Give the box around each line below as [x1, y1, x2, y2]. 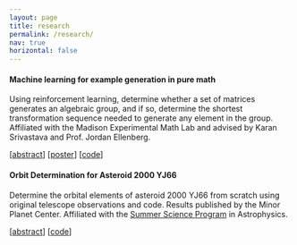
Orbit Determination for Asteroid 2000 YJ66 [9, 169, 177, 180]
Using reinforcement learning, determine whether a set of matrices [9, 94, 256, 105]
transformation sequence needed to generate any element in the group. [9, 113, 274, 123]
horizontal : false [9, 46, 78, 55]
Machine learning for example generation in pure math [9, 73, 216, 85]
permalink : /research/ [9, 30, 94, 38]
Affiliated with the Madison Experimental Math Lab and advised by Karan [9, 122, 277, 133]
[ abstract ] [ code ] [9, 225, 72, 237]
